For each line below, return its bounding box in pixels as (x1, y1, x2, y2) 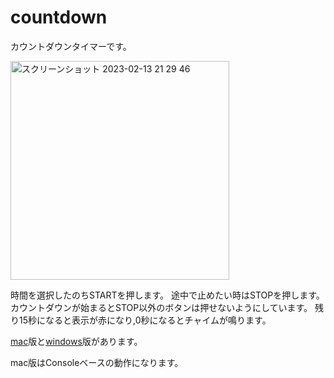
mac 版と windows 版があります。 (10, 335, 143, 347)
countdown (10, 6, 108, 29)
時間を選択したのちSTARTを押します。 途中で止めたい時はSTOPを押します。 (10, 289, 325, 301)
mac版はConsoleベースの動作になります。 (10, 356, 184, 368)
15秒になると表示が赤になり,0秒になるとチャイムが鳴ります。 (18, 314, 272, 326)
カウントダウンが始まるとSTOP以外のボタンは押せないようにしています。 (10, 301, 313, 313)
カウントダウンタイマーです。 (10, 40, 132, 52)
